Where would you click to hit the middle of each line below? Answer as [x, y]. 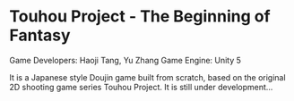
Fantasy [40, 35]
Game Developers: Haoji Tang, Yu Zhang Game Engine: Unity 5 [125, 60]
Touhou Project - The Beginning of [140, 17]
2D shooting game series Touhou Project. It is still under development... [141, 87]
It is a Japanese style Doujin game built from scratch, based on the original [147, 77]
